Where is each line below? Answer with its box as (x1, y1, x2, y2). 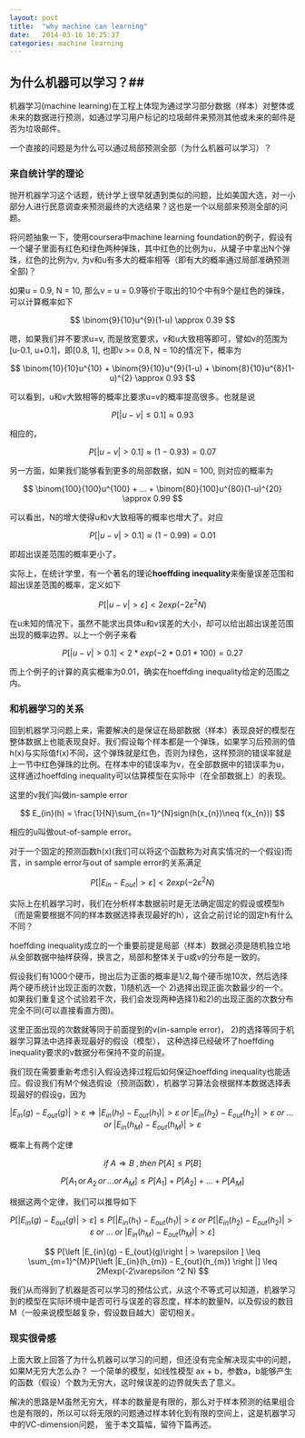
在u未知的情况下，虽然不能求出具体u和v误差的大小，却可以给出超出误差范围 (9, 618, 294, 629)
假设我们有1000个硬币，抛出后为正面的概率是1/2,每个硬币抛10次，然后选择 (9, 970, 289, 982)
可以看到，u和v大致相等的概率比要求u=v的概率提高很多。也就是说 (9, 392, 256, 403)
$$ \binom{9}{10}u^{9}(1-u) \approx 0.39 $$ (69, 315, 236, 325)
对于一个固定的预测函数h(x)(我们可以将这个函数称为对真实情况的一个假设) (9, 846, 285, 857)
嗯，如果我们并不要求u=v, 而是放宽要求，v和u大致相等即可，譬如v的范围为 (9, 334, 289, 345)
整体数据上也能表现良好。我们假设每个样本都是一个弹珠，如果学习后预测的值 (9, 736, 296, 747)
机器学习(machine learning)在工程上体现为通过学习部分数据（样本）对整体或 (9, 101, 295, 112)
